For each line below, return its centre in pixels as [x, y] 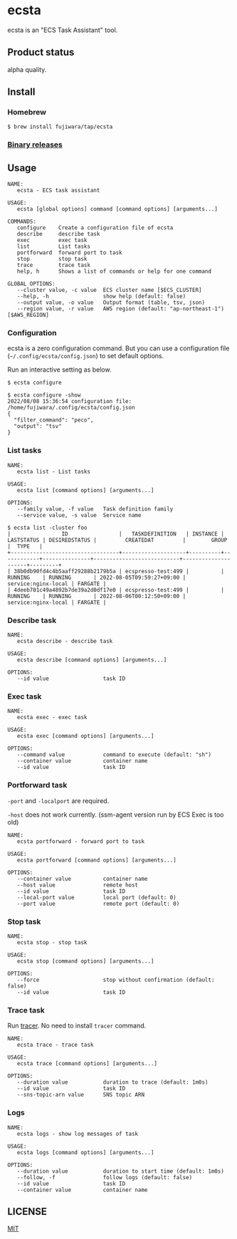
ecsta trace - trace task [55, 1045]
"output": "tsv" [38, 427]
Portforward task [37, 785]
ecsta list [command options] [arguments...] [85, 490]
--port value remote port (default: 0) [98, 904]
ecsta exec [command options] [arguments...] [85, 736]
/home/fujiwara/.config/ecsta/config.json [71, 408]
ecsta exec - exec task [52, 718]
